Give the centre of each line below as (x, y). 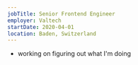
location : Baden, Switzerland (52, 34)
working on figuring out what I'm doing (74, 54)
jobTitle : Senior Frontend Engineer (61, 14)
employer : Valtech (34, 20)
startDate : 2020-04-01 (41, 27)
